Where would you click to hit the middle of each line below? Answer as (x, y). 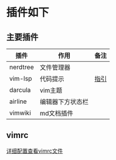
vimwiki (20, 113)
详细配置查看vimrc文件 (35, 151)
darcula (20, 90)
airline (18, 101)
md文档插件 (57, 113)
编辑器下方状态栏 (64, 102)
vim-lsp (21, 78)
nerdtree (22, 67)
